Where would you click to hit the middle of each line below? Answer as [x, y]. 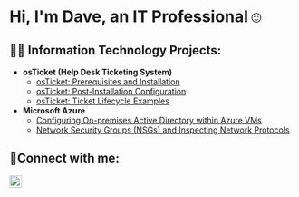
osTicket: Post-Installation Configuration [111, 91]
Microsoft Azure [54, 110]
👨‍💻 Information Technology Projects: [116, 50]
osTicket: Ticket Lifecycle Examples [103, 101]
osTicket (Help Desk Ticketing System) [97, 72]
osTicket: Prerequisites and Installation [108, 82]
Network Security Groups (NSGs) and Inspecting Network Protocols [163, 130]
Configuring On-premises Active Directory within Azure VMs [149, 120]
